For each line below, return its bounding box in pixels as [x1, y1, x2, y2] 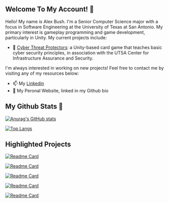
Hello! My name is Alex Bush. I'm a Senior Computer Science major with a [5, 18, 158, 24]
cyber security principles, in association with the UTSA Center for [12, 49, 149, 56]
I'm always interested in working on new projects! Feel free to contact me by [5, 65, 164, 71]
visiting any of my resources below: [5, 70, 79, 76]
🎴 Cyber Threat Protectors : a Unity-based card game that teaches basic [12, 44, 162, 50]
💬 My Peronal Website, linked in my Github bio [12, 87, 108, 93]
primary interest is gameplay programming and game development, [5, 29, 145, 35]
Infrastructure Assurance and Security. [12, 55, 93, 61]
